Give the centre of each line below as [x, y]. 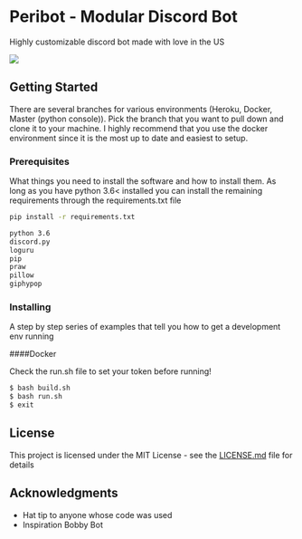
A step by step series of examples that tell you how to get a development [145, 327]
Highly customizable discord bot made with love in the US [117, 42]
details [22, 465]
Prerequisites [39, 161]
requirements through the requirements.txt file [95, 200]
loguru [22, 250]
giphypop [26, 284]
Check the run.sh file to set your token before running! [111, 371]
